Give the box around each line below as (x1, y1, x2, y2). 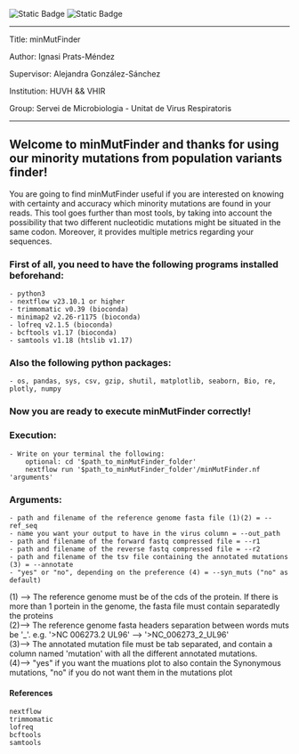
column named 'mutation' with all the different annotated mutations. (9, 648, 258, 659)
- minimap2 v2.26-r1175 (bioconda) (9, 312, 141, 322)
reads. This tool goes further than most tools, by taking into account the (9, 207, 273, 218)
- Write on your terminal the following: (9, 450, 166, 458)
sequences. (9, 236, 53, 247)
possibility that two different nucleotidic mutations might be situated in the (9, 216, 281, 227)
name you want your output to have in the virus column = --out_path (17, 529, 280, 538)
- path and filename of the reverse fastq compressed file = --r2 (9, 544, 261, 554)
